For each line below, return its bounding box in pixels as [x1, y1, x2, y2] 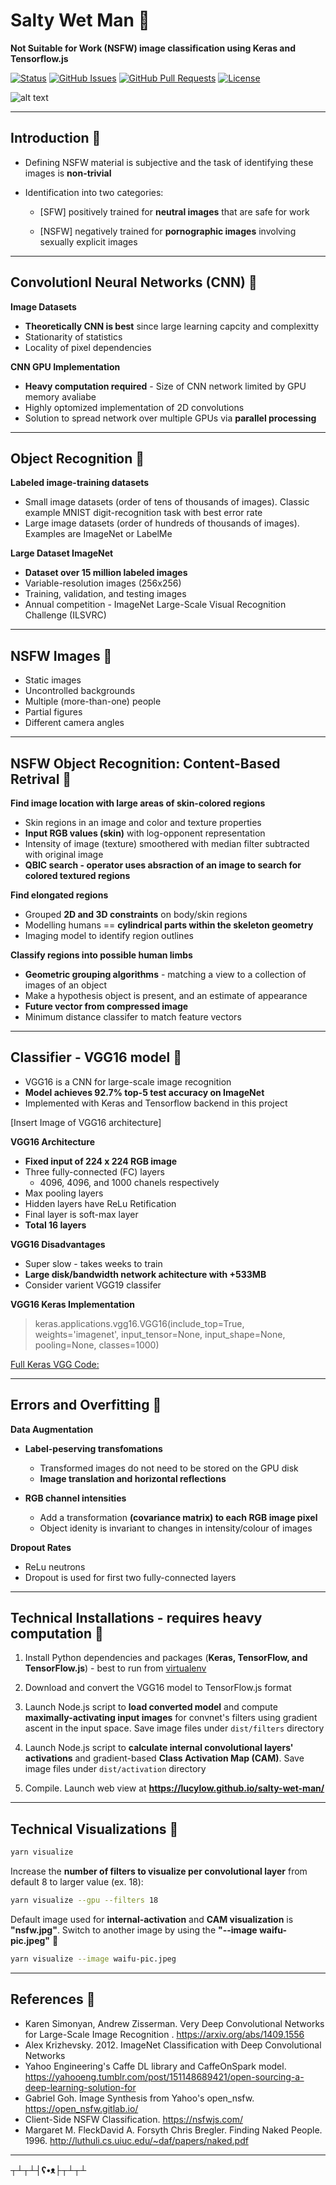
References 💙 [10, 1991, 96, 2008]
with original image [24, 849, 104, 860]
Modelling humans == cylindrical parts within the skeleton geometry [24, 919, 314, 931]
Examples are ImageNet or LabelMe [24, 528, 173, 540]
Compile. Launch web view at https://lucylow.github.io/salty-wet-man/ [24, 1782, 325, 1794]
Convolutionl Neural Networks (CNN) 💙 [10, 274, 258, 291]
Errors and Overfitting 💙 [10, 1397, 162, 1414]
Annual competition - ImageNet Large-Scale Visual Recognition [24, 599, 287, 611]
